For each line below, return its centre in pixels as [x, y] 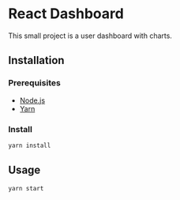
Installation [36, 60]
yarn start [26, 188]
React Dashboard [66, 14]
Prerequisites [34, 83]
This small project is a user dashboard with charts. [90, 36]
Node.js [32, 100]
